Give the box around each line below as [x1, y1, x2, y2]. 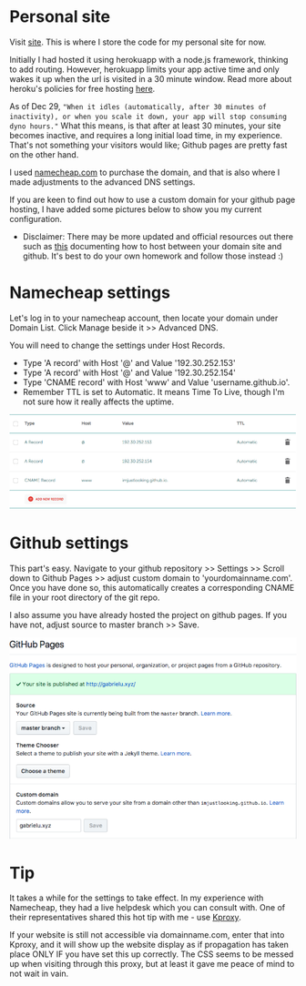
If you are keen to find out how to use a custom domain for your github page [9, 194, 296, 205]
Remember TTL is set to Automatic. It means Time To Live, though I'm [22, 386, 285, 397]
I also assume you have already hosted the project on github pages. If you [9, 609, 287, 620]
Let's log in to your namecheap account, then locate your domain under [9, 312, 279, 323]
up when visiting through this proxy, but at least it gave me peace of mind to [9, 959, 295, 970]
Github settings [9, 533, 129, 553]
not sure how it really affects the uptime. [22, 396, 175, 407]
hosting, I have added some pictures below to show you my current [9, 203, 262, 215]
